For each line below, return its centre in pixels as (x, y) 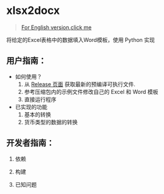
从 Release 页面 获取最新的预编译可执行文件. (80, 84)
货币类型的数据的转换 (51, 122)
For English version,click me (56, 27)
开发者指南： (30, 143)
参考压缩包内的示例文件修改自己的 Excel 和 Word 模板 (91, 92)
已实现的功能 (31, 107)
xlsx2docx (33, 11)
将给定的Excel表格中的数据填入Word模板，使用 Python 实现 (80, 39)
